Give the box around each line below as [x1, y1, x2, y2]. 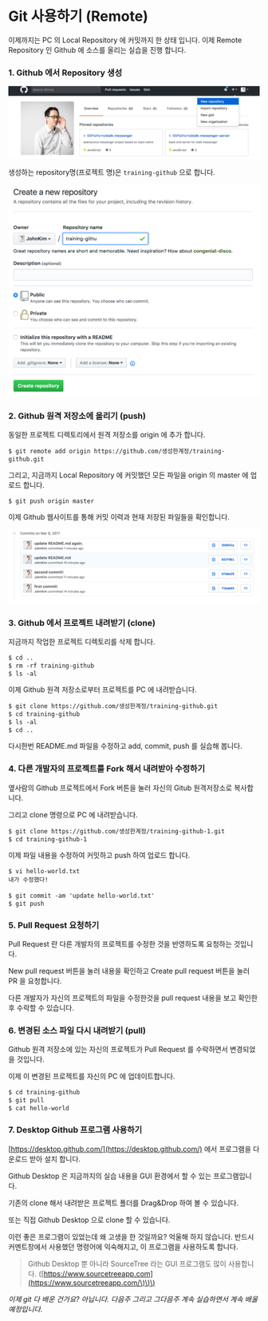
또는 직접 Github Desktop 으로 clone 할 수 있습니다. [8, 1215, 171, 1224]
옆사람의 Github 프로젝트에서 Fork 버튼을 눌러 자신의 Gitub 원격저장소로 [8, 783, 233, 793]
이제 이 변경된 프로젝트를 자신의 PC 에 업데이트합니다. [8, 1071, 175, 1082]
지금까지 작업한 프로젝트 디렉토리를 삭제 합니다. [8, 637, 156, 647]
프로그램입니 [212, 1171, 253, 1181]
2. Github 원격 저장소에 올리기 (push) [8, 410, 146, 421]
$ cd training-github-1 [8, 835, 88, 843]
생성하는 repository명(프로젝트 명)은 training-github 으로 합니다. [8, 167, 215, 176]
